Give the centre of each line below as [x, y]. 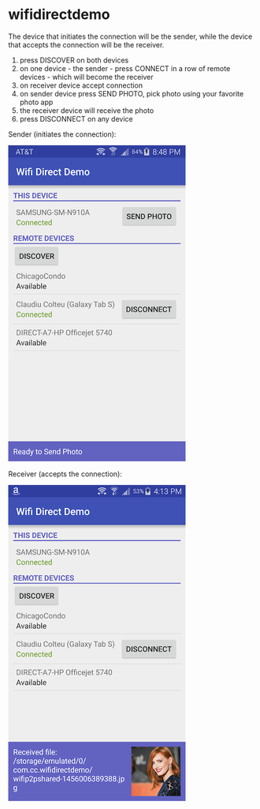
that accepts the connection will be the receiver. [86, 44]
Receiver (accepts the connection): [65, 474]
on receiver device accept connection [81, 85]
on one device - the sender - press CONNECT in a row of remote [125, 68]
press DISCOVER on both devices [74, 60]
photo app [36, 102]
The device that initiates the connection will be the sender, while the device [130, 36]
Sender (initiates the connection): [62, 134]
